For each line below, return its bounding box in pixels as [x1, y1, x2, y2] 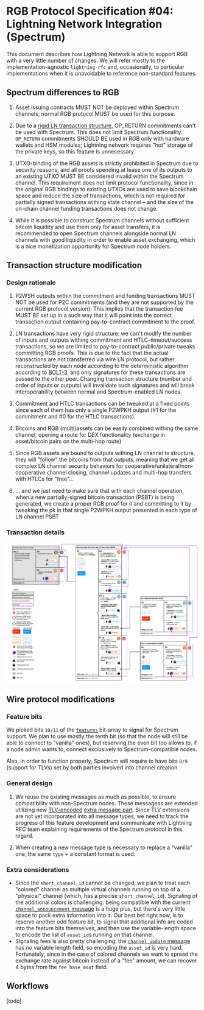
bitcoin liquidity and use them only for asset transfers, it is [15, 223, 161, 230]
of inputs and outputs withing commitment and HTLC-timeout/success [15, 336, 192, 344]
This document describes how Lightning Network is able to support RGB [6, 50, 188, 57]
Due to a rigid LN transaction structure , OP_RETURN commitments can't [15, 122, 196, 129]
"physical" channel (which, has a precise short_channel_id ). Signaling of [15, 892, 198, 900]
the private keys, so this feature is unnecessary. [15, 147, 136, 155]
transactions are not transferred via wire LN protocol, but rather [15, 356, 175, 363]
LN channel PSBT [15, 513, 59, 520]
